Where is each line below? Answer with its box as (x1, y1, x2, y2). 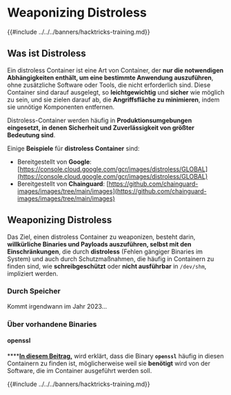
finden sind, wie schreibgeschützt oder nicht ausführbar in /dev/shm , (7, 262, 207, 270)
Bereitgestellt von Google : (17, 157, 92, 166)
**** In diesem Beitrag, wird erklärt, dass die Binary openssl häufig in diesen (7, 351, 224, 360)
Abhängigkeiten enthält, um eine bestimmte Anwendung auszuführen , (7, 73, 214, 81)
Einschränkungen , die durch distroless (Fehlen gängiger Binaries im (7, 247, 203, 256)
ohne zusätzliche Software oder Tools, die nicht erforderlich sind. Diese (7, 81, 211, 89)
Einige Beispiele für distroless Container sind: (7, 144, 140, 153)
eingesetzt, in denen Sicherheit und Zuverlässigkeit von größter (7, 123, 194, 132)
